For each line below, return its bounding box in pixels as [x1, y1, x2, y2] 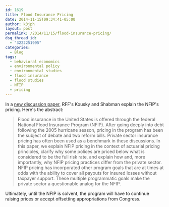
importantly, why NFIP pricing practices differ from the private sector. [17, 159, 162, 165]
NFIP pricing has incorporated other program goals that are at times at [17, 165, 164, 171]
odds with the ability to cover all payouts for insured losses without [17, 170, 157, 176]
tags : [5, 54, 17, 60]
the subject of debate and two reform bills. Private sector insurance [17, 132, 158, 138]
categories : [5, 45, 30, 50]
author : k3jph [5, 21, 35, 27]
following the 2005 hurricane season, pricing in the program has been [17, 127, 163, 133]
